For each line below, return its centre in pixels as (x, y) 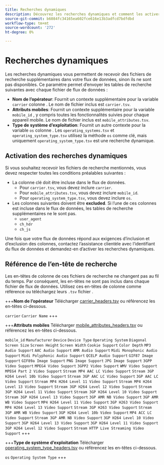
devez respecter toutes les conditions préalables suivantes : (65, 173)
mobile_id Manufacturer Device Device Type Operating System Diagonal (76, 340)
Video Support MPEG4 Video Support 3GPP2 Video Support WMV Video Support (81, 366)
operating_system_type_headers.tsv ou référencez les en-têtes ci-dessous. (81, 447)
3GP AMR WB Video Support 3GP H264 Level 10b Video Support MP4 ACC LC (79, 413)
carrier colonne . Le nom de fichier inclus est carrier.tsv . (71, 104)
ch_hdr (26, 224)
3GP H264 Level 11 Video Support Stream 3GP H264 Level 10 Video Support (81, 392)
